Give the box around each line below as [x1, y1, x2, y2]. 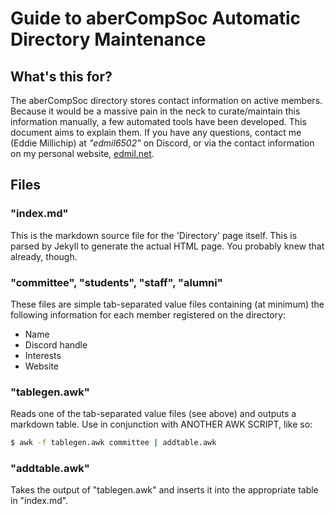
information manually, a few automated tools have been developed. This [10, 116, 307, 127]
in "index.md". [10, 495, 69, 507]
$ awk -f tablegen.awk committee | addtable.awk [10, 438, 217, 448]
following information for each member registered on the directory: [10, 308, 286, 321]
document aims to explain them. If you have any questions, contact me [10, 127, 302, 138]
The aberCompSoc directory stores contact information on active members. [10, 95, 323, 106]
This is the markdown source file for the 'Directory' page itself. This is [10, 229, 298, 241]
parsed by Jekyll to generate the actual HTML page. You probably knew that [10, 240, 325, 252]
